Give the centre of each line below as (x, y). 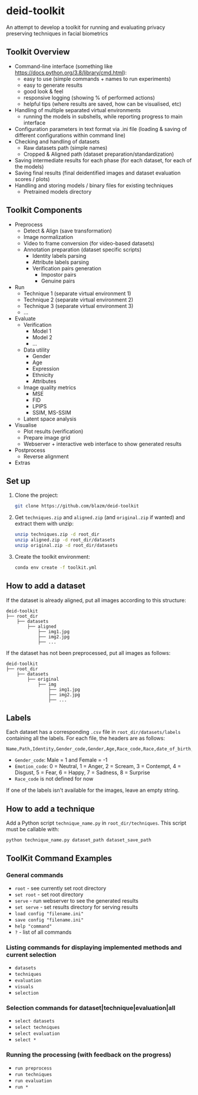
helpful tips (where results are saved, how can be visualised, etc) (102, 104)
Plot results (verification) (53, 431)
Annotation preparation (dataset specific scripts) (82, 250)
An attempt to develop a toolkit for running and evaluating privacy (86, 27)
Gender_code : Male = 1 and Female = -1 (61, 760)
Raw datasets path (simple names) (65, 147)
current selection (32, 955)
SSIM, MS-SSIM (52, 412)
